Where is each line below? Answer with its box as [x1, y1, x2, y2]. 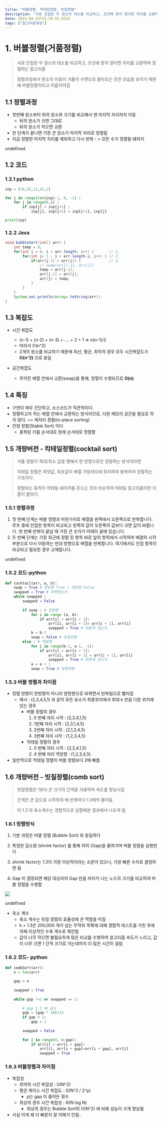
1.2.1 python [5, 176, 34, 182]
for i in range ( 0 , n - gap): [22, 1037, 77, 1042]
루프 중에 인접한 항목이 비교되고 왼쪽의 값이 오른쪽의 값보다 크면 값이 [12, 522, 141, 529]
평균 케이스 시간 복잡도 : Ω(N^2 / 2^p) [19, 1087, 91, 1093]
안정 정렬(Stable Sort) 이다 [12, 423, 64, 429]
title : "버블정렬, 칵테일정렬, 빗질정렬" [5, 7, 76, 12]
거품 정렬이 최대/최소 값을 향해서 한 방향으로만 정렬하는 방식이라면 [16, 458, 141, 464]
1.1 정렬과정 [5, 98, 37, 106]
